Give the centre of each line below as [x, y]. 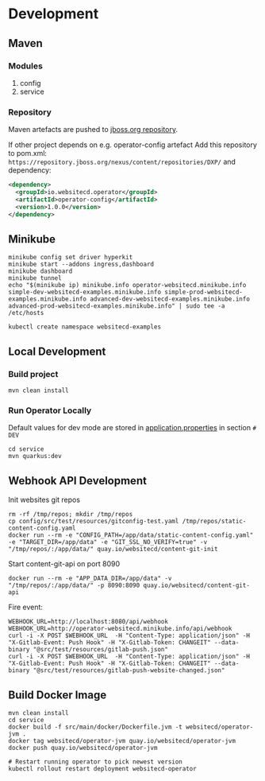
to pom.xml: [28, 153]
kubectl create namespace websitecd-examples [84, 327]
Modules [26, 66]
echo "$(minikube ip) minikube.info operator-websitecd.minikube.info [127, 286]
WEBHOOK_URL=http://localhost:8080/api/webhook [88, 622]
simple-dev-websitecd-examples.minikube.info [84, 292]
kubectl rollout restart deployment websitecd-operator [102, 768]
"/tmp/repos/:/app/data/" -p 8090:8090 [74, 585]
